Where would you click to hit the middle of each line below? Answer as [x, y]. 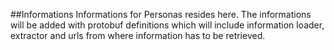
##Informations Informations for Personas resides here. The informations [161, 14]
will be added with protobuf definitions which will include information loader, [167, 25]
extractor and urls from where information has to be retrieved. [138, 35]
